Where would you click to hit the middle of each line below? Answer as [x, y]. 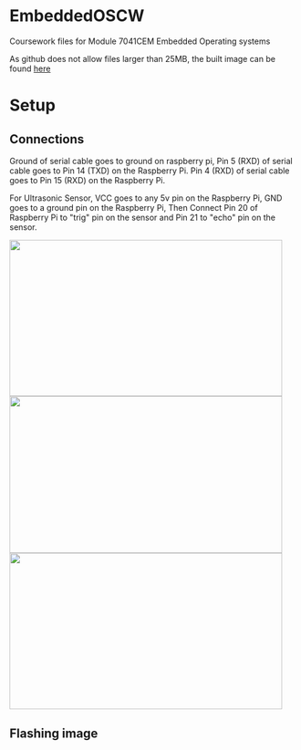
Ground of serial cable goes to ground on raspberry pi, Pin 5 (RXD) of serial [151, 161]
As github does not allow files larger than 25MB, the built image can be [143, 58]
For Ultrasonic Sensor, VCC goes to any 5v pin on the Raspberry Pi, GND [146, 198]
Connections [47, 139]
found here [30, 68]
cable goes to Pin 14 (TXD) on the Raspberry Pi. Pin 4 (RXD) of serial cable [150, 171]
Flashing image [54, 733]
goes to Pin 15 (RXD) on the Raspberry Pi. [88, 180]
